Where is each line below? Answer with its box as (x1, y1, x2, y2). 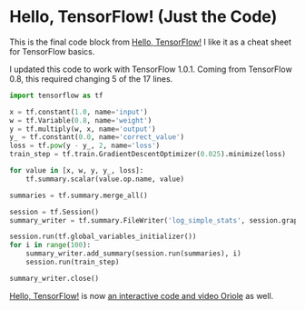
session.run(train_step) (25, 257, 120, 267)
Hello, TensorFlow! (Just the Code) (9, 6, 278, 27)
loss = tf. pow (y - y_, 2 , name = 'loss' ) (9, 141, 161, 151)
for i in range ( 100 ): (9, 241, 92, 250)
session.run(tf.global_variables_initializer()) (9, 232, 197, 242)
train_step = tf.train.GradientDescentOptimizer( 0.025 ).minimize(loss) (9, 150, 286, 159)
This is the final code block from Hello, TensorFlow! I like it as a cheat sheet (9, 36, 292, 47)
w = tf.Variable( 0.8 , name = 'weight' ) (9, 115, 152, 125)
